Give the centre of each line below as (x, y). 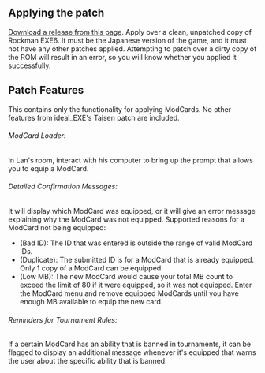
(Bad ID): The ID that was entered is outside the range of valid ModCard (136, 243)
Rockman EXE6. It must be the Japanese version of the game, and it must (127, 40)
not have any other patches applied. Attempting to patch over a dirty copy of (132, 48)
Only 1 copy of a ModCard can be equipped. (91, 268)
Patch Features (46, 90)
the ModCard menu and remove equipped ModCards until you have (129, 293)
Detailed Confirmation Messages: (63, 186)
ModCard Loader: (37, 136)
